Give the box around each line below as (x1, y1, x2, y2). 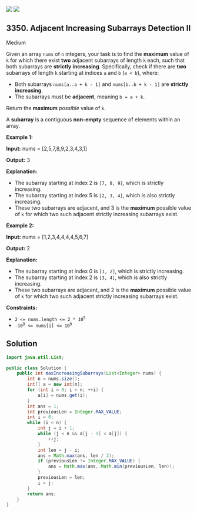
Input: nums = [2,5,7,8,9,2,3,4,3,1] (6, 145, 87, 152)
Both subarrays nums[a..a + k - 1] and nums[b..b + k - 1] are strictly (14, 80, 189, 88)
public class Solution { (6, 365, 67, 371)
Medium (6, 39, 26, 46)
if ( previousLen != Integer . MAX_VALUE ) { (37, 458, 141, 464)
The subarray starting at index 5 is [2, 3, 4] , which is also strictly (14, 191, 175, 198)
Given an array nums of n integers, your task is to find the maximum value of (6, 50, 189, 57)
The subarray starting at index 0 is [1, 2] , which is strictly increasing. (14, 267, 184, 274)
